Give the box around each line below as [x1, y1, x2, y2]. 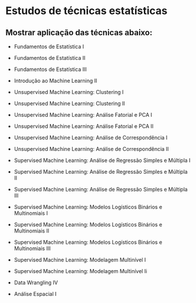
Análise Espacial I [13, 291, 57, 297]
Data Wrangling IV [13, 279, 58, 286]
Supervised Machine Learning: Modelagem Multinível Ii [13, 268, 147, 274]
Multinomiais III [13, 245, 51, 252]
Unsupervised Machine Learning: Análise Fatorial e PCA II [13, 123, 154, 130]
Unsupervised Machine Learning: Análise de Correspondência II [13, 146, 169, 152]
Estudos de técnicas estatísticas [5, 4, 168, 18]
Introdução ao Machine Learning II [13, 78, 97, 84]
